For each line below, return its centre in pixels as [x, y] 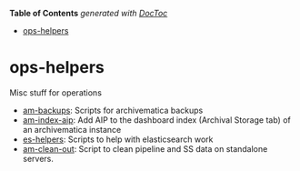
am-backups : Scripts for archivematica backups [113, 110]
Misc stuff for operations [56, 92]
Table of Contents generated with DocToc [89, 13]
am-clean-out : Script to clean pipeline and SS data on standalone [145, 148]
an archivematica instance [72, 129]
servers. [38, 158]
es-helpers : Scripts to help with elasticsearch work [118, 139]
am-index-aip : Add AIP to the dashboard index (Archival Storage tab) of [156, 120]
